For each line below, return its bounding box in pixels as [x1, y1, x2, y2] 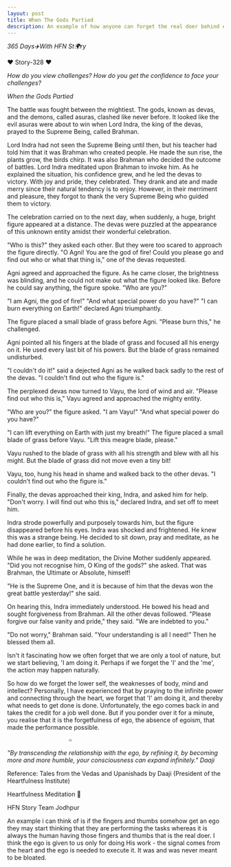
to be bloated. [7, 853, 47, 862]
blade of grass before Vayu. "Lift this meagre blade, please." [7, 436, 178, 444]
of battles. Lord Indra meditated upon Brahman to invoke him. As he [7, 163, 199, 171]
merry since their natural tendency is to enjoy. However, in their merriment [7, 185, 218, 193]
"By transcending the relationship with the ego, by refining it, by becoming [7, 749, 219, 757]
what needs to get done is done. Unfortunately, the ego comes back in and [7, 701, 219, 710]
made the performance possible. [7, 724, 100, 732]
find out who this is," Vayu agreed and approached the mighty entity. [7, 395, 202, 403]
